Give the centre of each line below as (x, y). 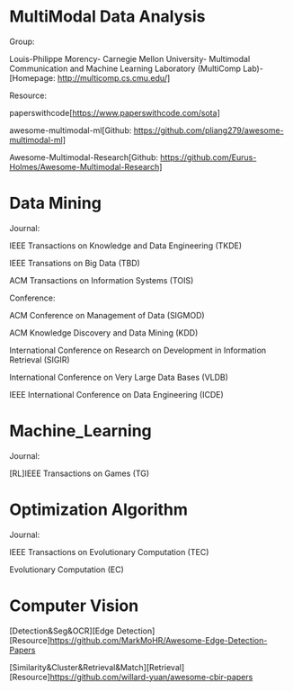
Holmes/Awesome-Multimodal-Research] (86, 166)
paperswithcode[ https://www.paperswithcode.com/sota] (115, 112)
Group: (22, 41)
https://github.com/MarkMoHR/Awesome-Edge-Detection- (159, 640)
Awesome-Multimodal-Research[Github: (84, 157)
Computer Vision (74, 606)
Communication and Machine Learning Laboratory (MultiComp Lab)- (136, 68)
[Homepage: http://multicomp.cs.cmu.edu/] (90, 77)
